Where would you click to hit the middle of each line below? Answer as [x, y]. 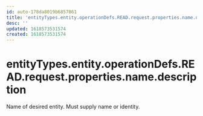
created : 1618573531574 [36, 34]
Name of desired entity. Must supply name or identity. [73, 107]
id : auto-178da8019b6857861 [42, 12]
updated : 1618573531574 [36, 29]
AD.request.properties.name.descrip [101, 77]
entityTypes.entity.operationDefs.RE [101, 64]
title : [14, 18]
